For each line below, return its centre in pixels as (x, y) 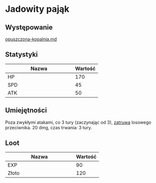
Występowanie (29, 27)
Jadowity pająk (37, 9)
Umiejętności (26, 110)
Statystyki (22, 55)
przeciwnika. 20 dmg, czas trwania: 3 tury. (49, 127)
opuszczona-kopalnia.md (31, 39)
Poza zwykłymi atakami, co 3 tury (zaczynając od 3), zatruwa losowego (78, 122)
